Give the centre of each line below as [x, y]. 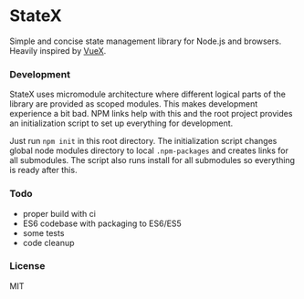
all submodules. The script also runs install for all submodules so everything [152, 160]
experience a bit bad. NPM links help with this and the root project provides [151, 114]
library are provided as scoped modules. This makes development [134, 104]
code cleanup [48, 242]
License [27, 266]
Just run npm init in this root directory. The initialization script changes [143, 141]
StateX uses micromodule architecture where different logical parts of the [147, 94]
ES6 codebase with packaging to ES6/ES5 [102, 223]
